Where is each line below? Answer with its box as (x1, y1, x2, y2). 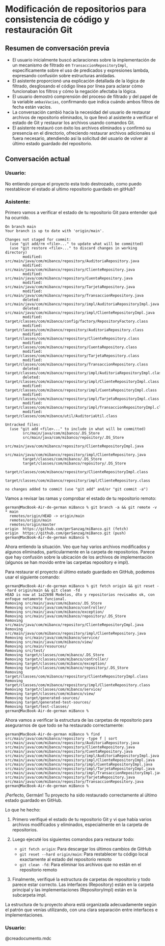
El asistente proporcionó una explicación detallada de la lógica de (12, 78, 145, 84)
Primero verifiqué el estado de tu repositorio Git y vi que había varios (12, 816, 152, 822)
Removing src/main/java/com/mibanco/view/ (5, 640, 93, 644)
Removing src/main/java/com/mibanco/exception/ (5, 609, 105, 614)
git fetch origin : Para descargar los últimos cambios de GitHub (19, 846, 152, 852)
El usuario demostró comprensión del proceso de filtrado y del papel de (12, 93, 158, 99)
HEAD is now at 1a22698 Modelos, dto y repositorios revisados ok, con (5, 592, 155, 597)
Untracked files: (5, 422, 41, 427)
